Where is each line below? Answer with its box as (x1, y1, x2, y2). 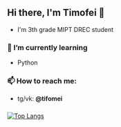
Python (17, 58, 38, 67)
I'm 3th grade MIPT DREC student (17, 25, 114, 33)
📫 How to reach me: (7, 76, 77, 86)
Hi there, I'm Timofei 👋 (7, 7, 105, 19)
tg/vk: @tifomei (17, 94, 63, 103)
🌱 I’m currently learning (7, 42, 88, 52)
